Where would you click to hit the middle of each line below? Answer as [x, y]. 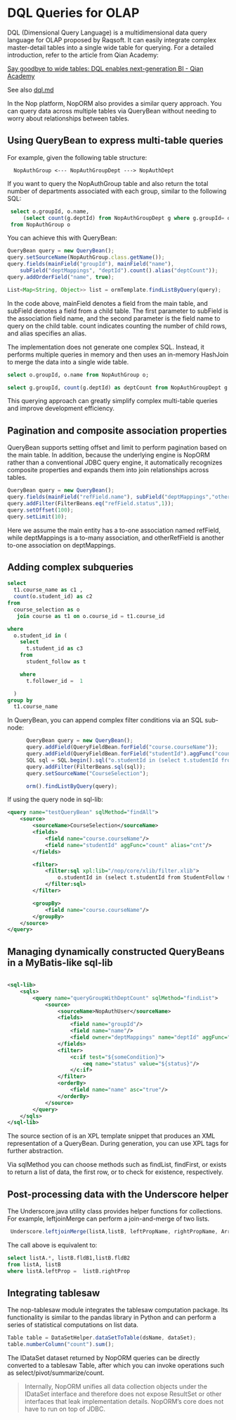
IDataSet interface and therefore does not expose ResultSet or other [123, 1394]
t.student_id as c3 [54, 649]
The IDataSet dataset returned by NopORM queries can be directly [104, 1358]
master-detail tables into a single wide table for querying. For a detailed [111, 47]
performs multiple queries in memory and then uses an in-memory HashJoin [118, 354]
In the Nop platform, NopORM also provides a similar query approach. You [114, 103]
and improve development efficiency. [61, 408]
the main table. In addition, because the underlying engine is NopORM [109, 455]
